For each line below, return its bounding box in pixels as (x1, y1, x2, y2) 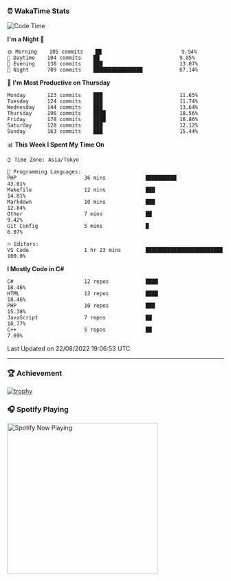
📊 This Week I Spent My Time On (7, 140, 104, 149)
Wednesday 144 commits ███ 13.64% (7, 104, 198, 111)
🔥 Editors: (7, 241, 39, 248)
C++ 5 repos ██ (7, 326, 153, 333)
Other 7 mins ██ (7, 211, 153, 218)
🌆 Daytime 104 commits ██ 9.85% (7, 54, 195, 61)
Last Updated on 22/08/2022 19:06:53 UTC (7, 344, 131, 353)
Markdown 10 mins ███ (7, 199, 155, 206)
